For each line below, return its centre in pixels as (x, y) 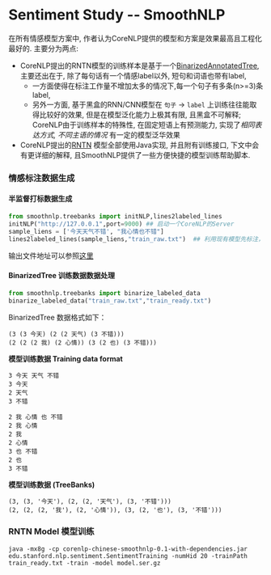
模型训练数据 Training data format (66, 358)
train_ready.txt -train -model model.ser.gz (85, 563)
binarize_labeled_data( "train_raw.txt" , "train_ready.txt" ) (110, 301)
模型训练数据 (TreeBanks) (52, 484)
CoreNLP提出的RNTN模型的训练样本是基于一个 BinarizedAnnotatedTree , (140, 66)
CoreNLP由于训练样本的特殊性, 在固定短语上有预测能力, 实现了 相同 (143, 125)
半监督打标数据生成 (40, 199)
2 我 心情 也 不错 (36, 417)
